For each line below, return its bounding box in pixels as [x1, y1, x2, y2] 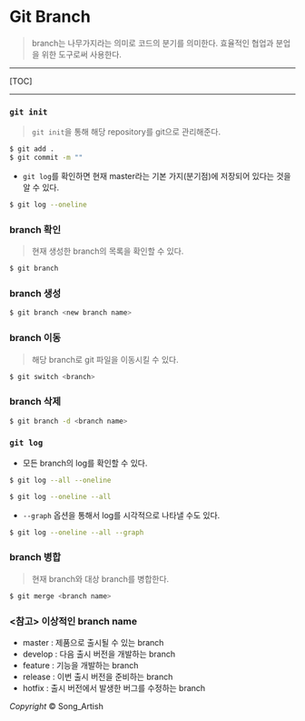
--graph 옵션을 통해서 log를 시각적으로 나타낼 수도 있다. [22, 509, 221, 520]
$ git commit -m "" [9, 153, 84, 163]
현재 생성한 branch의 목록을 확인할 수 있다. [31, 245, 184, 256]
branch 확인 [9, 223, 62, 235]
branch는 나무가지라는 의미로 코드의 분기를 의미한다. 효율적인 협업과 [31, 37, 274, 48]
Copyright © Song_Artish [9, 700, 104, 711]
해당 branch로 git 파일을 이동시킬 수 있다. [31, 354, 179, 365]
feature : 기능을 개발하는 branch [22, 659, 139, 670]
